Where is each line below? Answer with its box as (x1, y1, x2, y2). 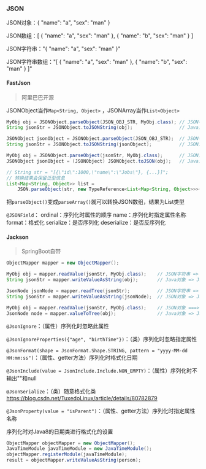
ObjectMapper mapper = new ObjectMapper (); (6, 260, 120, 266)
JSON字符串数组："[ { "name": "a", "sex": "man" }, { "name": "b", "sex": (6, 58, 188, 66)
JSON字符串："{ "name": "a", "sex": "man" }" (6, 45, 121, 53)
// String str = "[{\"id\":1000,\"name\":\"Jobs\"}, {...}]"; (6, 169, 169, 176)
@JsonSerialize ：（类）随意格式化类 (6, 387, 96, 395)
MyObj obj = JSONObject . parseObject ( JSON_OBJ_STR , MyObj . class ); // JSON (6, 118, 199, 125)
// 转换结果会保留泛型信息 (6, 175, 66, 181)
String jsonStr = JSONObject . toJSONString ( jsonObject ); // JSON (6, 141, 199, 148)
